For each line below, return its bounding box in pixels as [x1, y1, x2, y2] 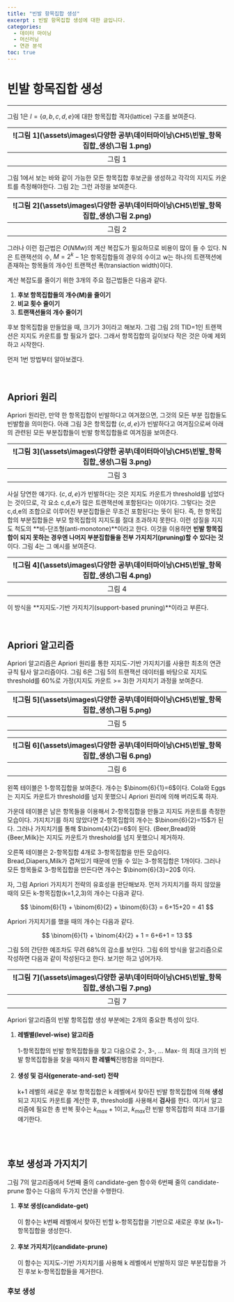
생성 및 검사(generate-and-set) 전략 [17, 1071, 119, 1080]
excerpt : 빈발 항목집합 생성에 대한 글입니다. [7, 17, 126, 24]
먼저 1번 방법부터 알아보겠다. [7, 355, 85, 364]
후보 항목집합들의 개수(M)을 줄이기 [17, 290, 111, 300]
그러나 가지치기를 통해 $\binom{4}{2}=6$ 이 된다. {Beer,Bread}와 [16, 825, 196, 833]
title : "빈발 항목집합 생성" [7, 10, 80, 17]
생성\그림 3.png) [98, 457, 152, 467]
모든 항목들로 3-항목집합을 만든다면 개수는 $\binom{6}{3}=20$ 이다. [7, 865, 196, 874]
